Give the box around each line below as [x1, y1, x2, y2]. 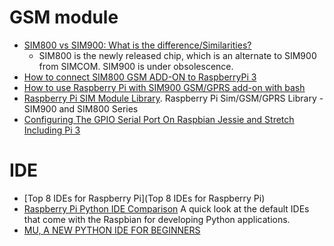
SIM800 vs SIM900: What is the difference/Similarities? [23, 39, 252, 51]
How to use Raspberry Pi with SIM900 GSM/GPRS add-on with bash [23, 81, 306, 93]
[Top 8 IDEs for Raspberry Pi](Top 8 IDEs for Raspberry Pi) [23, 192, 266, 204]
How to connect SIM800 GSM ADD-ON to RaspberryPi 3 [23, 71, 257, 83]
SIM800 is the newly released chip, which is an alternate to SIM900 [38, 49, 317, 61]
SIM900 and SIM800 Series [23, 102, 139, 115]
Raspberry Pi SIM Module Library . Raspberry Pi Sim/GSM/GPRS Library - [23, 92, 324, 104]
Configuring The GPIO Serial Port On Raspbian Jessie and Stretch [23, 113, 295, 125]
